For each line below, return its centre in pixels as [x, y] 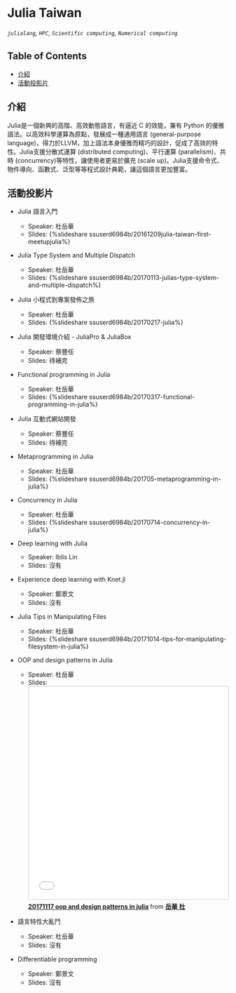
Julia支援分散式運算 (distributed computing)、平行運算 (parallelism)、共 [123, 152]
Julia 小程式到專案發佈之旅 [56, 300]
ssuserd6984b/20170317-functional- [142, 397]
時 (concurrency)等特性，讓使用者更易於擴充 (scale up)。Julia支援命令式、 [115, 160]
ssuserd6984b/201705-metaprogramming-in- [155, 479]
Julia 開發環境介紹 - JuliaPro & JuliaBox [74, 337]
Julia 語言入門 [37, 211]
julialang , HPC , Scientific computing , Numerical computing [93, 32]
